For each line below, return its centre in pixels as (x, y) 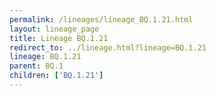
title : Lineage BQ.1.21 (59, 38)
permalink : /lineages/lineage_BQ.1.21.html (101, 19)
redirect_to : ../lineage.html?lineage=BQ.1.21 (108, 47)
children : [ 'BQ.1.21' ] (56, 76)
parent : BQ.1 (36, 66)
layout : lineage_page (54, 29)
